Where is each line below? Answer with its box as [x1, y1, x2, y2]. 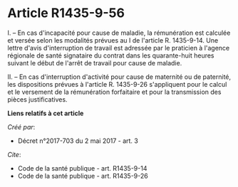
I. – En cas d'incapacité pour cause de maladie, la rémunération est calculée [7, 28, 231, 37]
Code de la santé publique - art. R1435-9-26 [17, 171, 148, 180]
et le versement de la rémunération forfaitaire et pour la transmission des [7, 87, 222, 96]
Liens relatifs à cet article [7, 109, 84, 117]
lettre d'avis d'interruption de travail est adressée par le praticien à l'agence [7, 43, 230, 52]
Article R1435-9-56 [7, 5, 125, 21]
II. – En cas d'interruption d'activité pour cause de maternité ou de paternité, [7, 73, 232, 81]
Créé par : [7, 122, 36, 131]
